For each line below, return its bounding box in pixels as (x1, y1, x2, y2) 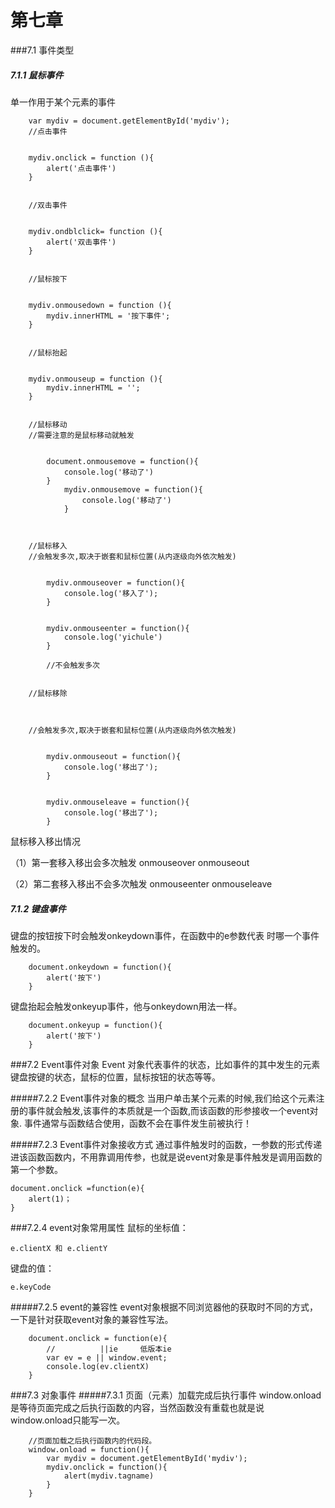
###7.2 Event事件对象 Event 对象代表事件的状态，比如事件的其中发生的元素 (10, 1058, 321, 1070)
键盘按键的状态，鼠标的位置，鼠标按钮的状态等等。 (10, 1071, 221, 1083)
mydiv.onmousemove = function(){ (63, 484, 203, 495)
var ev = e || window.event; (46, 1352, 168, 1363)
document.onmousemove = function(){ (46, 456, 199, 466)
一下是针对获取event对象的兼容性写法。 (10, 1313, 174, 1325)
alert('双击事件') (46, 237, 117, 247)
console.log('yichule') (63, 632, 163, 642)
